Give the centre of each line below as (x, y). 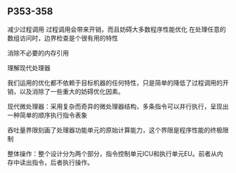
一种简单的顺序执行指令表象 (47, 115)
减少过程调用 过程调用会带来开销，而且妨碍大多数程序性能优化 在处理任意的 (117, 29)
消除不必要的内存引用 (38, 53)
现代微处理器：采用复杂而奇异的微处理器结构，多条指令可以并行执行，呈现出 (118, 106)
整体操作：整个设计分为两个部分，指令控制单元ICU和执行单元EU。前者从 (112, 153)
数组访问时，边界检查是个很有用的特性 (63, 38)
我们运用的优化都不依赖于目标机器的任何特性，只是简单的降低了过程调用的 (115, 83)
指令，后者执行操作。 (62, 162)
